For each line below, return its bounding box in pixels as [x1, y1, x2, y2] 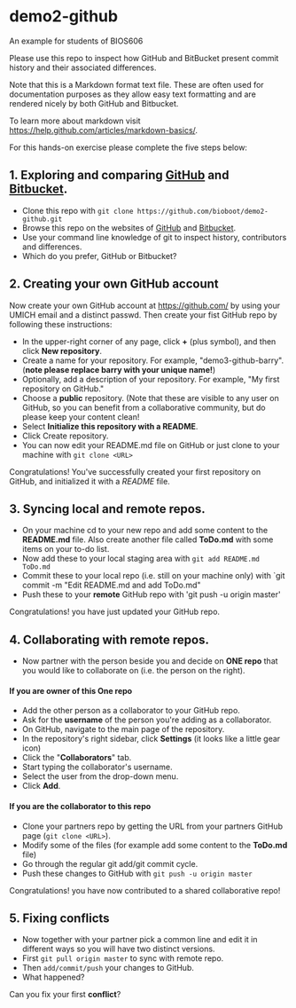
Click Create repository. [21, 430, 109, 441]
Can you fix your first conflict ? [9, 989, 121, 1000]
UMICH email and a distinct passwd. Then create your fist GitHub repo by [9, 309, 277, 320]
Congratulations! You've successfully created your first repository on [9, 466, 261, 476]
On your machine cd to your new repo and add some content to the [21, 525, 269, 536]
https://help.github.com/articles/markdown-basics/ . [9, 124, 198, 135]
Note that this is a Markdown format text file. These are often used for [9, 79, 264, 90]
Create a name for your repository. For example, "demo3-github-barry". [21, 355, 284, 366]
